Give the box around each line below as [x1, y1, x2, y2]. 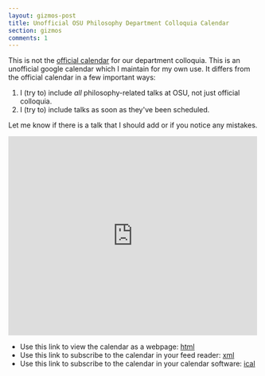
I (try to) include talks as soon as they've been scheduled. [19, 105, 210, 115]
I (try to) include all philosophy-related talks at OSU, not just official [19, 88, 240, 98]
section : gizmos [8, 26, 62, 34]
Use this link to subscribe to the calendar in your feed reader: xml [19, 351, 235, 360]
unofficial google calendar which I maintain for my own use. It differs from [8, 65, 251, 74]
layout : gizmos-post [8, 11, 77, 20]
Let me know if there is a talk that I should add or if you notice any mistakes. [8, 120, 258, 130]
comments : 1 [8, 33, 48, 42]
